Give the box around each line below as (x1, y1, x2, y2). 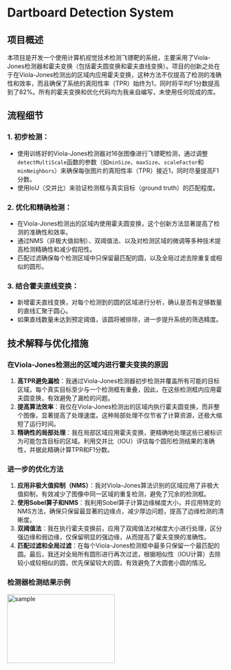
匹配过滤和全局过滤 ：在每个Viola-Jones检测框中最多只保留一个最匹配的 (16, 541, 220, 550)
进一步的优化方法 (7, 464, 64, 474)
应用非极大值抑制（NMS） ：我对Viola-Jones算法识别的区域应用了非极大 (16, 482, 219, 490)
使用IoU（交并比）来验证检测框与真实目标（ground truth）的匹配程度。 (16, 184, 219, 192)
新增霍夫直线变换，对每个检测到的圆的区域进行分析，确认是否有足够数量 (16, 298, 222, 307)
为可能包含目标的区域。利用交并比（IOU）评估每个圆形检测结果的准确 (16, 437, 215, 445)
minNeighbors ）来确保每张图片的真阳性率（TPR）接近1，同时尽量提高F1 (16, 166, 219, 175)
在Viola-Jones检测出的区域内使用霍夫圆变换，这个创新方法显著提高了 (16, 219, 214, 228)
